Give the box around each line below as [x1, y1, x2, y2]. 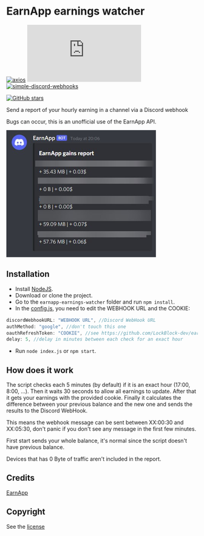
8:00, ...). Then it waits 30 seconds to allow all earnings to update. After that [6, 388, 196, 395]
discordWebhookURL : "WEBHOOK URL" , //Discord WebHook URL [6, 317, 156, 323]
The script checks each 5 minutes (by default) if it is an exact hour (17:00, [6, 381, 191, 389]
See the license [6, 523, 45, 530]
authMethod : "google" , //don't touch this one [6, 324, 126, 330]
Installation [6, 269, 50, 279]
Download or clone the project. [15, 291, 93, 299]
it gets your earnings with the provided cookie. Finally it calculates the [6, 394, 182, 402]
